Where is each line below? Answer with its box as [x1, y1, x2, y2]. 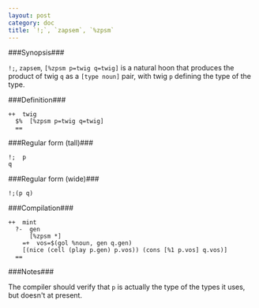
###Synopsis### [8, 48, 65, 58]
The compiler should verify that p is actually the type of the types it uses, [8, 282, 246, 292]
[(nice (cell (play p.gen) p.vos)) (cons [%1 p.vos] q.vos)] [22, 246, 227, 254]
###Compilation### [8, 203, 73, 213]
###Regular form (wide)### [8, 175, 99, 184]
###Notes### [8, 267, 54, 276]
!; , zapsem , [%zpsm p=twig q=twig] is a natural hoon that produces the [8, 63, 235, 73]
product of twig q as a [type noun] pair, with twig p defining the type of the [8, 72, 251, 81]
